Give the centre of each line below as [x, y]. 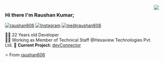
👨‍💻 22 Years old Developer [32, 35]
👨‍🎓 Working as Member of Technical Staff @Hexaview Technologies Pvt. [78, 40]
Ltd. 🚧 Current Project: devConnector [43, 45]
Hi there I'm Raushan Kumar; [40, 15]
